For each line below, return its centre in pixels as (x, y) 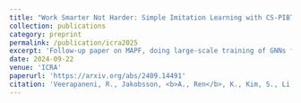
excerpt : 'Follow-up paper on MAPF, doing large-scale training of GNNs (148, 51)
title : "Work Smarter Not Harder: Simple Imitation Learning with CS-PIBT (152, 17)
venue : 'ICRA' (36, 68)
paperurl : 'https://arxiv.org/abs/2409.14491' (98, 76)
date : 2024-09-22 (42, 59)
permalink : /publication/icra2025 (74, 43)
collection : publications (57, 26)
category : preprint (46, 34)
